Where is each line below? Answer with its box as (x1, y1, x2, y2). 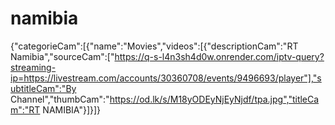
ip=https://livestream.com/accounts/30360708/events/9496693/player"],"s (10, 72, 322, 84)
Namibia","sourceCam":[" (10, 50, 115, 62)
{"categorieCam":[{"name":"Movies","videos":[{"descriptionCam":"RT (10, 40, 299, 52)
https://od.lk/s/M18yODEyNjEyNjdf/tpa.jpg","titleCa (109, 93, 320, 105)
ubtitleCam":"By (10, 82, 77, 94)
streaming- (10, 61, 57, 73)
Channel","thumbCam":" (10, 93, 110, 105)
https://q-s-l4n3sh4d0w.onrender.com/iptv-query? (114, 50, 325, 62)
